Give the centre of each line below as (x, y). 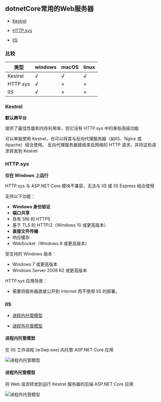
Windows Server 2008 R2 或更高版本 (50, 270)
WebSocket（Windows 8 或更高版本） (51, 243)
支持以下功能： (20, 196)
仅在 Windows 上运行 (27, 175)
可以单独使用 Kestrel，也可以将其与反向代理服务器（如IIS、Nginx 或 (73, 139)
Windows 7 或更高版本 (35, 264)
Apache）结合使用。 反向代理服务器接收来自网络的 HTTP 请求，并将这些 (79, 145)
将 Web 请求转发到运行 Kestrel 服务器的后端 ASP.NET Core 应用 (69, 384)
